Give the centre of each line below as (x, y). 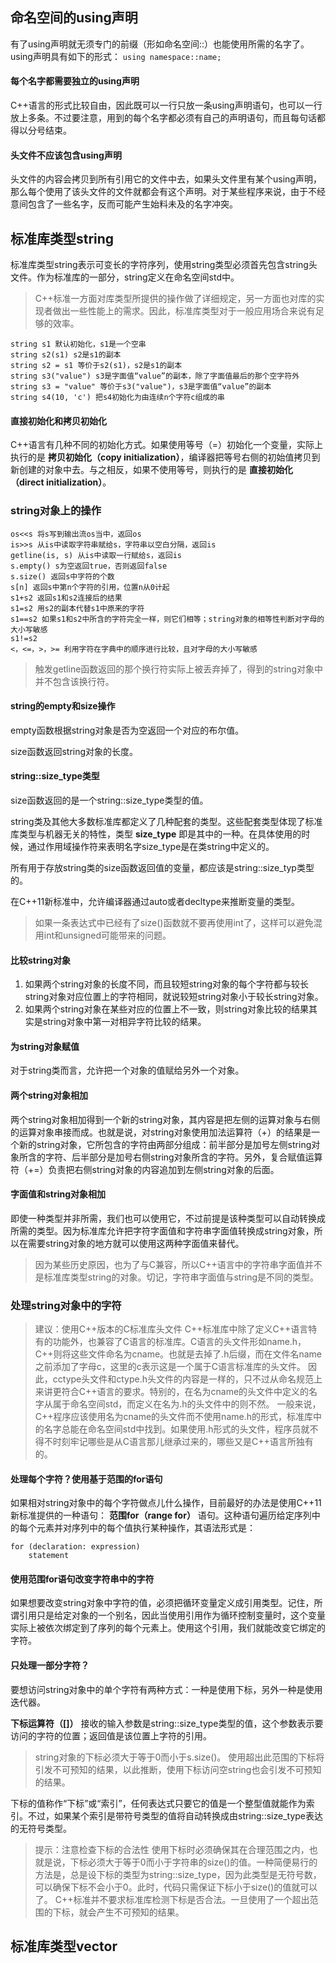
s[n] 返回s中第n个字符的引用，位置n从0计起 (90, 587)
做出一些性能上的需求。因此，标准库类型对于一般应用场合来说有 (184, 311)
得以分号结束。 (41, 130)
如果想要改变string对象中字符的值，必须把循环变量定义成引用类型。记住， (162, 1603)
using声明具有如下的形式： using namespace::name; (116, 56)
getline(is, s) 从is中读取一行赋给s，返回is (96, 555)
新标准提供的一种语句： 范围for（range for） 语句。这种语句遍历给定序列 (161, 1515)
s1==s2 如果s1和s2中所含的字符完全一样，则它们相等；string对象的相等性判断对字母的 (167, 619)
